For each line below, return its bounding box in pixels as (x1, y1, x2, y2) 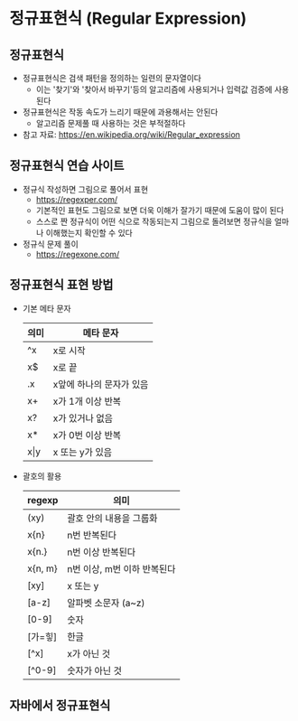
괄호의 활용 (22, 471, 62, 482)
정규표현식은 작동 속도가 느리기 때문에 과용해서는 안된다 (22, 107, 219, 117)
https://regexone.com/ (35, 248, 120, 259)
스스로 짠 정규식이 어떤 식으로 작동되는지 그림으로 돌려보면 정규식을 (35, 216, 273, 227)
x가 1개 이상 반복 (52, 395, 122, 407)
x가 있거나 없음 (52, 412, 113, 425)
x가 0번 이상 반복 (52, 428, 122, 441)
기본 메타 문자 (22, 303, 71, 314)
